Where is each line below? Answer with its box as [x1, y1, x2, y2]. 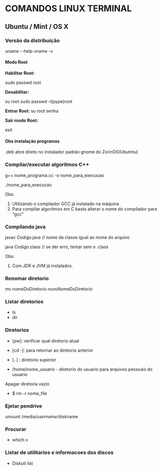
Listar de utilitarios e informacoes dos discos [5, 449, 114, 456]
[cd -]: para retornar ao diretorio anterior [12, 347, 93, 353]
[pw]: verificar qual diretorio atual [12, 338, 79, 343]
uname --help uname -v [5, 48, 54, 54]
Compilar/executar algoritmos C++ [5, 161, 90, 168]
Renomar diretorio [5, 275, 49, 281]
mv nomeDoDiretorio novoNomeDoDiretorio [5, 286, 93, 292]
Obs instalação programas [5, 138, 60, 144]
